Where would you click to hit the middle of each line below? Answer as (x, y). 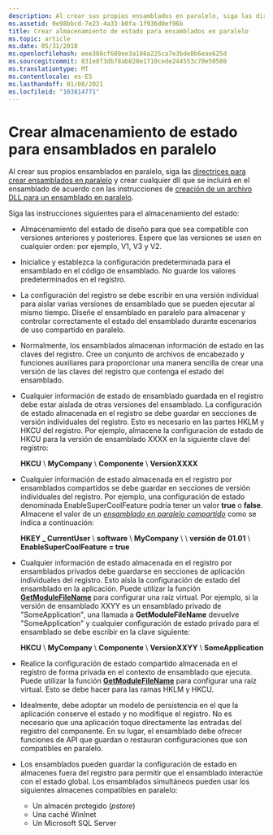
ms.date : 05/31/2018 (43, 46)
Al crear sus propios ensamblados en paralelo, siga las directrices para (127, 172)
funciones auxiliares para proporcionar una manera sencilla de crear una (142, 363)
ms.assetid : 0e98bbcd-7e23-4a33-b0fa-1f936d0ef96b (96, 24)
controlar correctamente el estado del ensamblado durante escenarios (139, 321)
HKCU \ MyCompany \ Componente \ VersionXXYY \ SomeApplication (142, 648)
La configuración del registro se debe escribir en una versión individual (139, 295)
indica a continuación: (57, 522)
